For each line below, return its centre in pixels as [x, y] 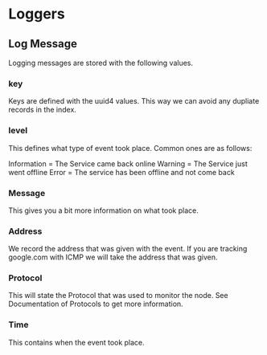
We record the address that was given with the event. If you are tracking [128, 249]
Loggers [37, 14]
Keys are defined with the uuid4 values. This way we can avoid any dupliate [134, 101]
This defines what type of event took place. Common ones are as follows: [130, 148]
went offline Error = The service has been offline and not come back [121, 172]
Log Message [43, 44]
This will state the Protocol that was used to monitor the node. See [118, 296]
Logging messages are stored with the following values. [101, 63]
